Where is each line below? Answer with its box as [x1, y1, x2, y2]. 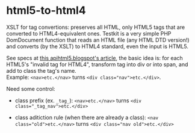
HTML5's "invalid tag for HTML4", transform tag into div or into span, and [6, 61, 188, 68]
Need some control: [6, 85, 55, 92]
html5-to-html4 [6, 4, 86, 17]
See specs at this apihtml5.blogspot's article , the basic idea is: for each [6, 54, 184, 61]
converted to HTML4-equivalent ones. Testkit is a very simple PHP [6, 29, 172, 37]
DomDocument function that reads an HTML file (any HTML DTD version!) [6, 36, 190, 43]
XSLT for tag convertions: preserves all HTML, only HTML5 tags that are [6, 23, 185, 31]
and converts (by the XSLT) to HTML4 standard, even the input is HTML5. [6, 43, 188, 50]
